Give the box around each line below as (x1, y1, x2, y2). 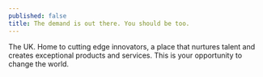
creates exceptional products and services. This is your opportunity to (8, 50, 243, 60)
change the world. (8, 58, 70, 69)
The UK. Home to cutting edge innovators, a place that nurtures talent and (8, 41, 256, 51)
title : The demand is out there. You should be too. (8, 19, 190, 28)
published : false (8, 11, 67, 20)
